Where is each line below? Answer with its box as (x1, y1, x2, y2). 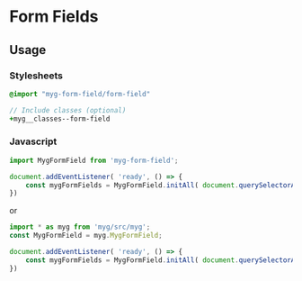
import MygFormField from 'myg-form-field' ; (9, 156, 179, 165)
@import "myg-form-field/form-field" (9, 89, 151, 98)
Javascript (9, 135, 58, 148)
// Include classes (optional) (9, 105, 127, 114)
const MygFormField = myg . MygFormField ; (9, 231, 164, 240)
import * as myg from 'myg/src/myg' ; (9, 222, 151, 231)
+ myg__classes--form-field (9, 114, 111, 123)
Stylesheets (9, 69, 64, 82)
